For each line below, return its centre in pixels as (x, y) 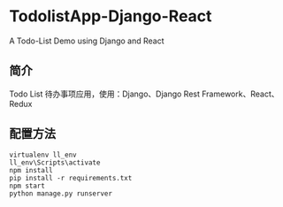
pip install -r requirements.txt (71, 178)
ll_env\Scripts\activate (55, 162)
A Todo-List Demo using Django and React (87, 41)
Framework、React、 (241, 94)
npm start (27, 186)
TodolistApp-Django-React (111, 16)
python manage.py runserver (61, 193)
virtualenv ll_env (43, 155)
